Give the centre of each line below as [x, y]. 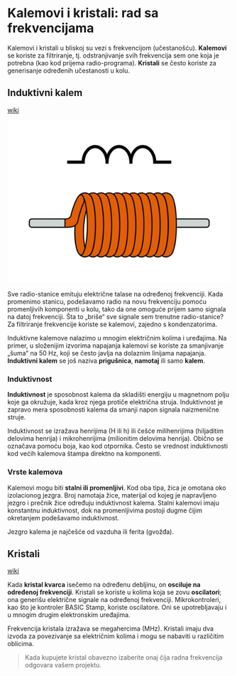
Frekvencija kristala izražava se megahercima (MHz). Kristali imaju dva [111, 629]
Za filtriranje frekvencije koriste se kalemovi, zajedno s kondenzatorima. [112, 324]
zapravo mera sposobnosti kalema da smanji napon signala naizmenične [113, 409]
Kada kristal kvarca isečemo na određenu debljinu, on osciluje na [104, 585]
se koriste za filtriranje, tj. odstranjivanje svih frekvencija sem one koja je [114, 55]
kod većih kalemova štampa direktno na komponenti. [84, 454]
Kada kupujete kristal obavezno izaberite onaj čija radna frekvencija [123, 658]
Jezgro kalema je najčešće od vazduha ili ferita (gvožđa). [90, 532]
